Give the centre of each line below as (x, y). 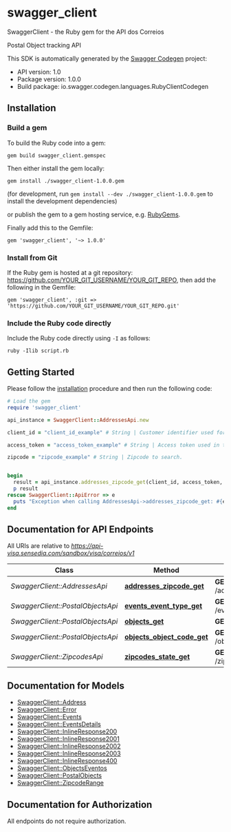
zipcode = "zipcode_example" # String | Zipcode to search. (95, 457)
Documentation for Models (66, 686)
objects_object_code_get (166, 637)
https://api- (87, 546)
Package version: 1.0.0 (49, 79)
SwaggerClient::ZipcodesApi (57, 657)
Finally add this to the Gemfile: (50, 227)
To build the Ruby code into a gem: (57, 143)
